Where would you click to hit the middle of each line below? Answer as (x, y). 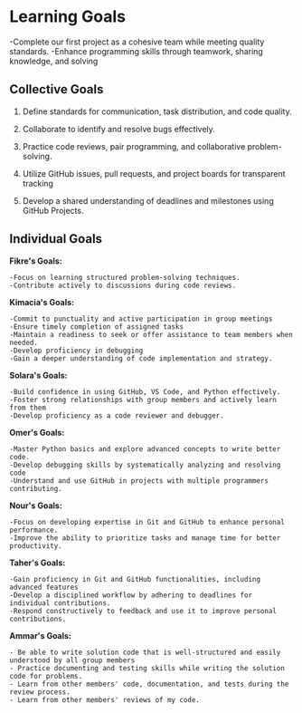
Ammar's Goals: (41, 635)
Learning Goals (68, 17)
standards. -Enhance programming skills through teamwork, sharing (137, 51)
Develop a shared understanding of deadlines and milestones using (148, 200)
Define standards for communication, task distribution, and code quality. (157, 111)
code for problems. (46, 676)
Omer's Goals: (37, 432)
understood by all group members (72, 660)
